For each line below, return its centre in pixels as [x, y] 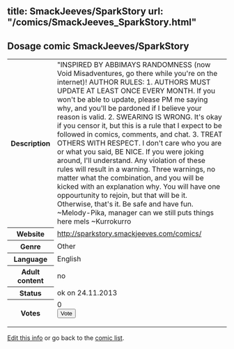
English [69, 258]
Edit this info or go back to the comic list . [66, 338]
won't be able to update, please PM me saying [132, 100]
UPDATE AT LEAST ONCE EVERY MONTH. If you [136, 91]
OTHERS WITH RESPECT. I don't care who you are [139, 144]
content [30, 280]
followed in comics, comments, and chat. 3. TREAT [140, 134]
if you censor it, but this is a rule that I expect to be [140, 126]
